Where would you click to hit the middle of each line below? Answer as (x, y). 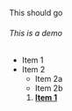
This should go (36, 13)
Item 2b (49, 88)
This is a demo (36, 33)
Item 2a (49, 79)
